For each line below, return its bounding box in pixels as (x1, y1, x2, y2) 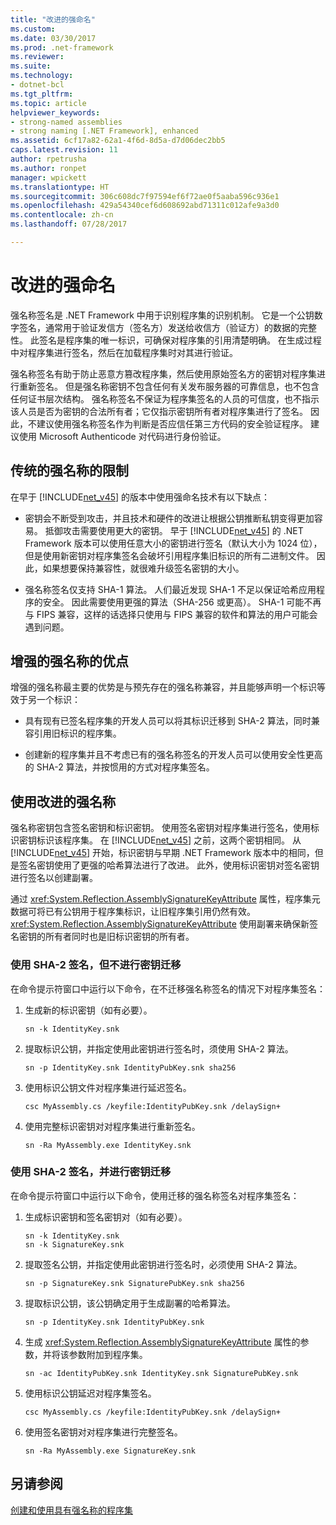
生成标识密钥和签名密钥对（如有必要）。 (24, 1211, 188, 1223)
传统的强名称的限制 (10, 462, 129, 480)
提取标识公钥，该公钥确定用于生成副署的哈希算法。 (24, 1297, 236, 1309)
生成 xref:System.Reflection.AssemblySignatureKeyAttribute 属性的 (24, 1336, 301, 1348)
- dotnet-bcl (10, 80, 65, 90)
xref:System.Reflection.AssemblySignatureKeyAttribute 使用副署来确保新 (10, 918, 310, 930)
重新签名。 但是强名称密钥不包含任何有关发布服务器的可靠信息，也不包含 (18, 380, 320, 392)
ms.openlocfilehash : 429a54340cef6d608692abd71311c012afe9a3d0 (10, 201, 280, 211)
